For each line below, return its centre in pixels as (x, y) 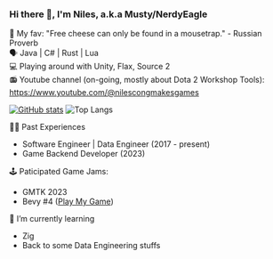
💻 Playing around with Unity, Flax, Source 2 (90, 67)
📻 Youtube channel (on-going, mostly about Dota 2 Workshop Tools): (137, 80)
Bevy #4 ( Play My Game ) (68, 202)
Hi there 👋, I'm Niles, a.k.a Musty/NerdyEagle (108, 14)
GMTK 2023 (44, 192)
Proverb (24, 43)
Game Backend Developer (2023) (84, 154)
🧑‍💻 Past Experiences (48, 127)
